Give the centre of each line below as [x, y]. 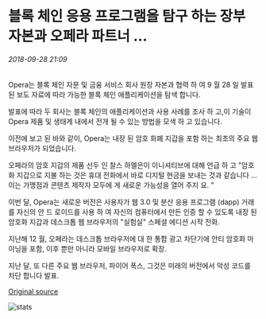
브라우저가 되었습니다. [42, 149]
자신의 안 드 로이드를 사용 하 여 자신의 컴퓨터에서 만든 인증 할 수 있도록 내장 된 [137, 212]
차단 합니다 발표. [34, 276]
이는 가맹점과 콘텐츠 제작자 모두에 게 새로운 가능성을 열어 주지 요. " [111, 185]
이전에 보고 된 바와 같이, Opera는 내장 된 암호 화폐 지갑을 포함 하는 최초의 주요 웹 [133, 138]
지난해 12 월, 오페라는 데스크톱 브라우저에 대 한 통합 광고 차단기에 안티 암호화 [127, 239]
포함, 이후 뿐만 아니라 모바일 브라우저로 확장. [98, 249]
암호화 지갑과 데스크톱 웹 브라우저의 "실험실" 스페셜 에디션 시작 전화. [114, 222]
